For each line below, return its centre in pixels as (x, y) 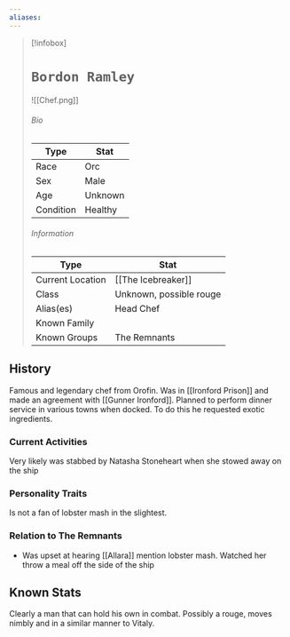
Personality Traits (48, 494)
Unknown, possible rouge (168, 294)
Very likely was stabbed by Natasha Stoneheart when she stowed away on (145, 461)
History (30, 369)
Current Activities (48, 442)
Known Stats (45, 593)
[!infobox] (49, 43)
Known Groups (67, 337)
